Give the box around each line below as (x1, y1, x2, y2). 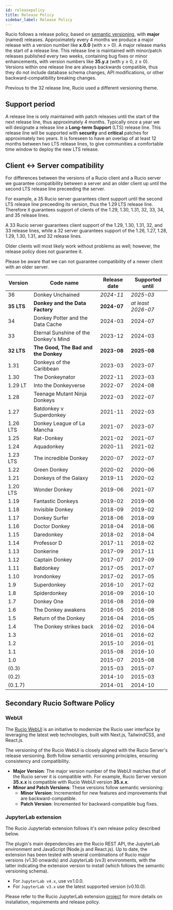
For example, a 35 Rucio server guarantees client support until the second (5, 196, 163, 202)
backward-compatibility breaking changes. (5, 75, 97, 81)
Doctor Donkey (33, 523, 70, 530)
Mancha (33, 426, 54, 433)
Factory (33, 306, 53, 313)
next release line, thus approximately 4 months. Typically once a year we (5, 119, 160, 125)
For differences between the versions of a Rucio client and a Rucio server (5, 175, 161, 181)
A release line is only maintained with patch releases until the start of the (5, 114, 160, 120)
